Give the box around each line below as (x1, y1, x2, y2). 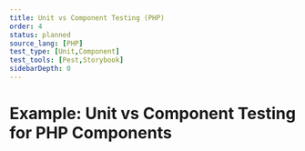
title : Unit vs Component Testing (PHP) (9, 13, 166, 23)
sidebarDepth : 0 (9, 65, 71, 74)
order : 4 (9, 22, 43, 31)
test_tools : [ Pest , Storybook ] (9, 55, 125, 65)
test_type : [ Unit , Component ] (9, 47, 120, 56)
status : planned (9, 30, 71, 39)
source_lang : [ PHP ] (9, 38, 84, 48)
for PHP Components (9, 123, 173, 144)
